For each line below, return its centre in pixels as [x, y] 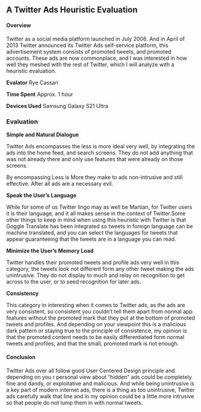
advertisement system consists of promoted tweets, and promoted [89, 51]
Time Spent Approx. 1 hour [40, 94]
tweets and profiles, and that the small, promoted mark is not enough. [93, 343]
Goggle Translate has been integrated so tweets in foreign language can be [100, 226]
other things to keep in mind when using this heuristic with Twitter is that [96, 220]
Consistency [23, 293]
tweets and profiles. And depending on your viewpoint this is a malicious [96, 324]
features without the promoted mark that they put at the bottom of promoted [101, 318]
